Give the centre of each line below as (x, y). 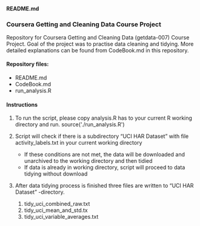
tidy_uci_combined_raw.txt (57, 204)
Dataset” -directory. (40, 192)
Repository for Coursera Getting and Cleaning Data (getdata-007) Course (98, 37)
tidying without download (56, 174)
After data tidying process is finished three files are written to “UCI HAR (104, 186)
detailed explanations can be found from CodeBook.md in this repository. (98, 50)
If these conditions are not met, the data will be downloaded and (104, 154)
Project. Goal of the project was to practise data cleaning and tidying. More (100, 44)
